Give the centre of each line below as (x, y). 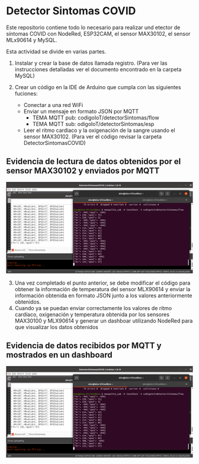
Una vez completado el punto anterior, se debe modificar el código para (102, 283)
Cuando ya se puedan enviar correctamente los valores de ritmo (93, 308)
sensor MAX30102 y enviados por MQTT (83, 171)
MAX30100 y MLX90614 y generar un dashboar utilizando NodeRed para (104, 321)
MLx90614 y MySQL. (32, 40)
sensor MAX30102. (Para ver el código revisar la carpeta (92, 136)
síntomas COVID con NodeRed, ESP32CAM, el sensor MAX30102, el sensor (98, 33)
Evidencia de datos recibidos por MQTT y (84, 346)
